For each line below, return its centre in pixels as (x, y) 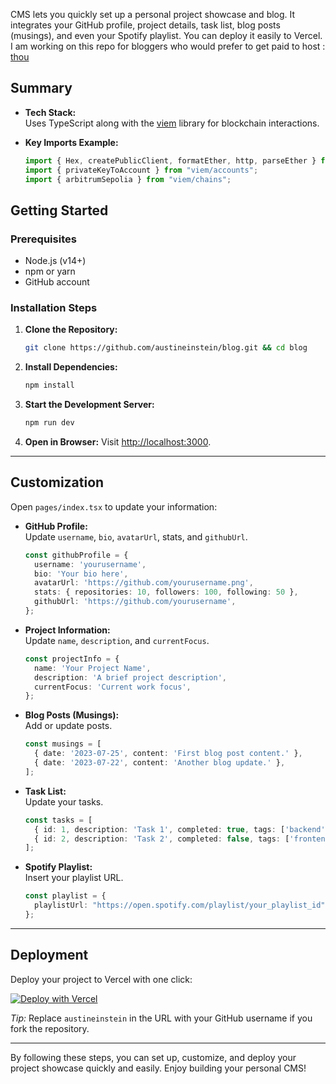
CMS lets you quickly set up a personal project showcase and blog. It (153, 14)
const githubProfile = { (76, 555)
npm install (49, 385)
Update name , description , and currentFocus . (117, 640)
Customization (57, 482)
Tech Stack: (50, 112)
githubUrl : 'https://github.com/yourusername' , (135, 602)
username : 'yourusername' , (90, 564)
